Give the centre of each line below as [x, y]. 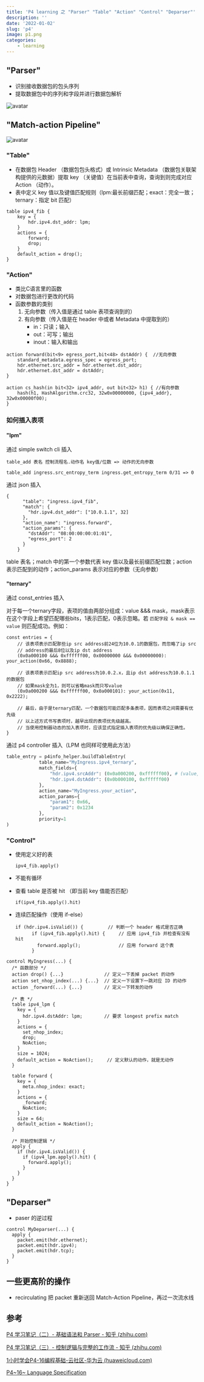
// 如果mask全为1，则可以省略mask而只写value [70, 686]
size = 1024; [34, 1054]
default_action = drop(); [50, 254]
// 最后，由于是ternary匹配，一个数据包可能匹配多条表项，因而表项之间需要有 [103, 708]
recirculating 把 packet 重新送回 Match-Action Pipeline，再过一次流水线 [104, 1297]
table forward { [32, 1076]
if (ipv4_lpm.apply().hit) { [59, 1157]
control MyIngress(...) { [39, 962]
